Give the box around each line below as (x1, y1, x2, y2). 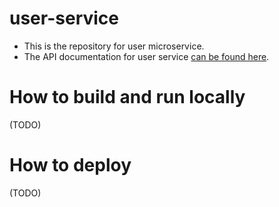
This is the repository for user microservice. (23, 40, 205, 52)
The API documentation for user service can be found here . (23, 50, 270, 62)
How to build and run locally (9, 86, 246, 109)
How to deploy (9, 154, 132, 177)
